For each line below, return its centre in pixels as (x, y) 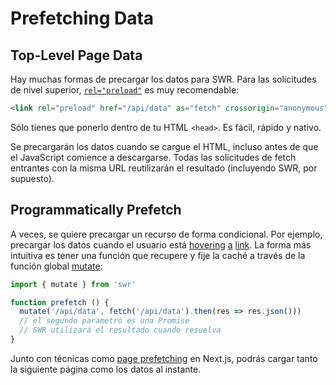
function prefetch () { (60, 302)
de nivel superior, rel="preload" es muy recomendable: (125, 90)
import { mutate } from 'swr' (73, 284)
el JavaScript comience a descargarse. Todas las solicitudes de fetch (153, 157)
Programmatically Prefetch (96, 210)
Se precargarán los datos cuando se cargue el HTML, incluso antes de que (164, 146)
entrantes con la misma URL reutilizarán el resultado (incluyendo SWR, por (164, 168)
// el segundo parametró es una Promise (104, 321)
